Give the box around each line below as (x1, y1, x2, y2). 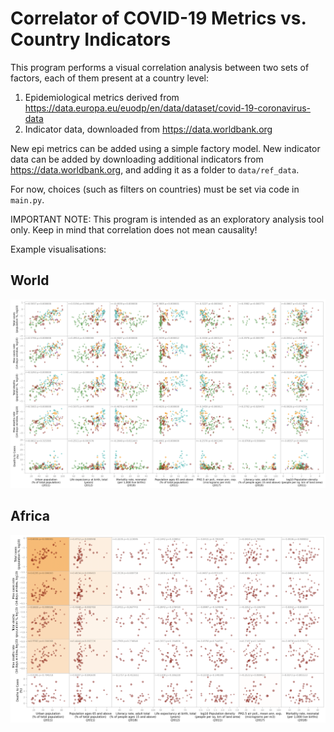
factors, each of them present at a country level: (10, 72, 209, 84)
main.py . (10, 193, 45, 206)
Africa (10, 508, 50, 525)
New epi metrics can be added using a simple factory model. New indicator (10, 142, 321, 154)
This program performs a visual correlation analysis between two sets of (10, 61, 310, 73)
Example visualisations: (10, 243, 107, 255)
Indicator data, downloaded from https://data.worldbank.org (24, 123, 273, 135)
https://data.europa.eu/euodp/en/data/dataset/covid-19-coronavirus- (24, 102, 311, 114)
